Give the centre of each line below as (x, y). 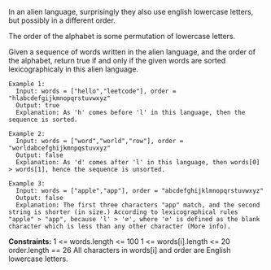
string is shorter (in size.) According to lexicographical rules (123, 212)
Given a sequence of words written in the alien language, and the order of (132, 52)
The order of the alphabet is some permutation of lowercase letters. (122, 36)
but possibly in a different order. (62, 20)
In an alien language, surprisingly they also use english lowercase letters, (131, 12)
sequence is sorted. (44, 120)
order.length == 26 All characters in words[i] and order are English (120, 250)
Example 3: (27, 184)
